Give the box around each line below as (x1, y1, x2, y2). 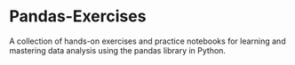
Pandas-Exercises (9, 6, 147, 27)
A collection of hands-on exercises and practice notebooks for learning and (9, 36, 286, 46)
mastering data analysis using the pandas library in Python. (9, 45, 227, 55)
